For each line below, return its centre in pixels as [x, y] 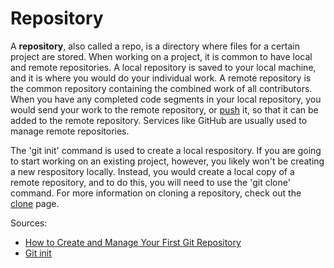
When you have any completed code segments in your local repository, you [166, 99]
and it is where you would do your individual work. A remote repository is [161, 78]
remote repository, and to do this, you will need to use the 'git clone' [150, 182]
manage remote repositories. [70, 131]
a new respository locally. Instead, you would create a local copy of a [152, 171]
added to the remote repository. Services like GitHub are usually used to [159, 120]
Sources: [29, 223]
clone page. [35, 203]
